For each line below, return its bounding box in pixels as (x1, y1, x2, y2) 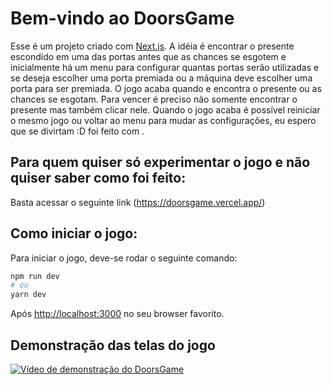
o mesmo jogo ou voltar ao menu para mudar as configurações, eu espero (10, 114, 317, 126)
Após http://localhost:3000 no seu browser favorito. (10, 308, 225, 320)
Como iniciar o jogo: (10, 225, 138, 242)
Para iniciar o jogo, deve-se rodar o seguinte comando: (10, 252, 238, 264)
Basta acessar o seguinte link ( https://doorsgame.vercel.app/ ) (10, 196, 266, 208)
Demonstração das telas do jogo (10, 337, 216, 354)
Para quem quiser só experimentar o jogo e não (10, 154, 311, 171)
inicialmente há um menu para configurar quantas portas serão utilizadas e (10, 61, 320, 73)
